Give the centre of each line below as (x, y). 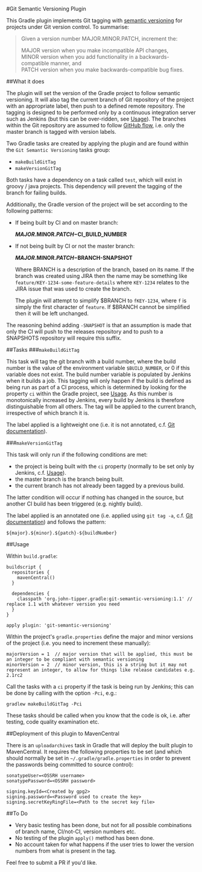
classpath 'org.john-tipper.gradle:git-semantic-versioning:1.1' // (105, 599)
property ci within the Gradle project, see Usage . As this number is (90, 394)
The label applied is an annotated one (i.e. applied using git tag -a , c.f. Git (99, 515)
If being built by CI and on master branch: (67, 223)
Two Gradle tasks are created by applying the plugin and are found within (97, 144)
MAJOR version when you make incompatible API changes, (95, 50)
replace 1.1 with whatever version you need (63, 604)
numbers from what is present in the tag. (65, 851)
